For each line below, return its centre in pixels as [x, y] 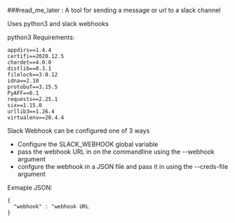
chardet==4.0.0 [29, 62]
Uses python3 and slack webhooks [58, 23]
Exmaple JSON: [30, 188]
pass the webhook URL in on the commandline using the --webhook [116, 151]
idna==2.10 [23, 81]
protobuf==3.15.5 [33, 87]
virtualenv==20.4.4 [36, 118]
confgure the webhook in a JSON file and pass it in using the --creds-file [123, 167]
